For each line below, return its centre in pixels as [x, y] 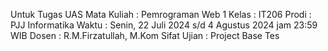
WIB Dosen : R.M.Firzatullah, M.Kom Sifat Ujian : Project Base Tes [145, 35]
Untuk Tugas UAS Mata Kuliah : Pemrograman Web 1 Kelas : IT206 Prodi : [161, 14]
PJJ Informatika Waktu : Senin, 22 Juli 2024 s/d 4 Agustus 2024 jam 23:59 [164, 25]
